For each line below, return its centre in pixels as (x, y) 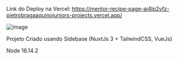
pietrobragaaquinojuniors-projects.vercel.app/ (64, 15)
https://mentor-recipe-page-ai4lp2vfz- (121, 9)
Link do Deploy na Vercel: (39, 9)
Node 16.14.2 (22, 50)
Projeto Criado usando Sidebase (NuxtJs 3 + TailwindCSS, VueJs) (89, 39)
